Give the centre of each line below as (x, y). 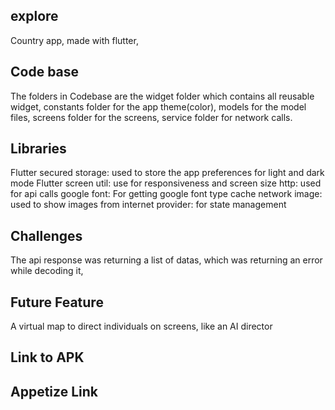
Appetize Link (54, 391)
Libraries (38, 149)
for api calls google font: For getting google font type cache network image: (166, 194)
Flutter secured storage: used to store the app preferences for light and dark (167, 173)
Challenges (46, 235)
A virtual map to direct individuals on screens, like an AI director (141, 326)
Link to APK (47, 357)
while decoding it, (47, 271)
